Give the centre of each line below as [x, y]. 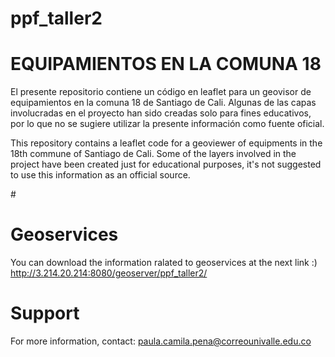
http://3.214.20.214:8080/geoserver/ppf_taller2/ [109, 273]
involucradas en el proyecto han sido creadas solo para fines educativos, [161, 113]
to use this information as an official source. [100, 175]
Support [45, 313]
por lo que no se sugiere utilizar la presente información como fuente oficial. [167, 124]
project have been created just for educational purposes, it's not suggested [166, 164]
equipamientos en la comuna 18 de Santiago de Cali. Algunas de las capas [163, 103]
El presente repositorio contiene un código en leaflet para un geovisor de [161, 92]
